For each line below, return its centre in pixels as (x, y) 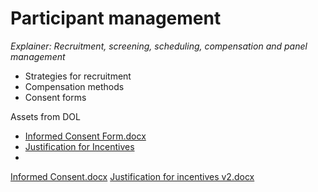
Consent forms (55, 97)
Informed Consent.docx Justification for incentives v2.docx (132, 176)
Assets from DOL (45, 116)
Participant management (116, 18)
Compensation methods (74, 86)
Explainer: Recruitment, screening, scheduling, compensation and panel (159, 46)
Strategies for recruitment (78, 76)
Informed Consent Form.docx (85, 136)
